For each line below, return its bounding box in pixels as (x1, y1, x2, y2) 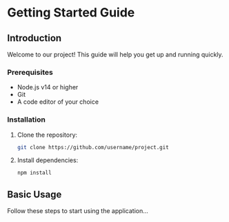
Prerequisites (7, 67, 53, 77)
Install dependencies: (17, 156, 79, 164)
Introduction (7, 32, 62, 44)
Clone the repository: (17, 131, 78, 139)
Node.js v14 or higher (17, 83, 79, 91)
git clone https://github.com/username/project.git (17, 144, 169, 151)
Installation (7, 115, 46, 124)
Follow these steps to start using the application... (7, 207, 148, 215)
